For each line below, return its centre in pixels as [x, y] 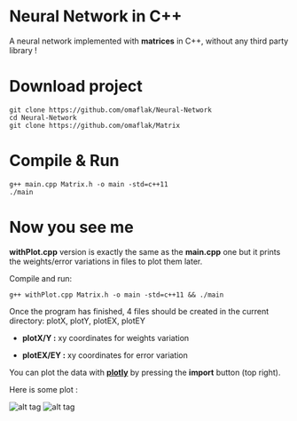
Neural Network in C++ [96, 16]
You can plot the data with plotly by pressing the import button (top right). [145, 372]
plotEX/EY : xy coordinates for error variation [105, 355]
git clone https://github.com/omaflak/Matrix [94, 125]
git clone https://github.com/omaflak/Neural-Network [111, 110]
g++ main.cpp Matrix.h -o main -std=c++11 [89, 184]
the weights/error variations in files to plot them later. [106, 261]
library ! [23, 50]
